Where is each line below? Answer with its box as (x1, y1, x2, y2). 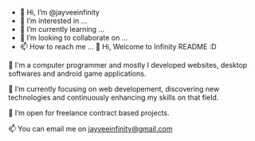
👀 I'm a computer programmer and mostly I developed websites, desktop (8, 61, 248, 69)
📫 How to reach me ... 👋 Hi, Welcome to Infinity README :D (19, 42, 217, 51)
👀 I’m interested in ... (19, 16, 88, 25)
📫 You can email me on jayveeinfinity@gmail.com (8, 124, 173, 133)
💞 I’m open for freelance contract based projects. (8, 108, 170, 117)
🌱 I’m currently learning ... (19, 25, 105, 33)
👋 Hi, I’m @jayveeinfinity (19, 8, 100, 17)
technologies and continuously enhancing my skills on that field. (8, 92, 219, 102)
